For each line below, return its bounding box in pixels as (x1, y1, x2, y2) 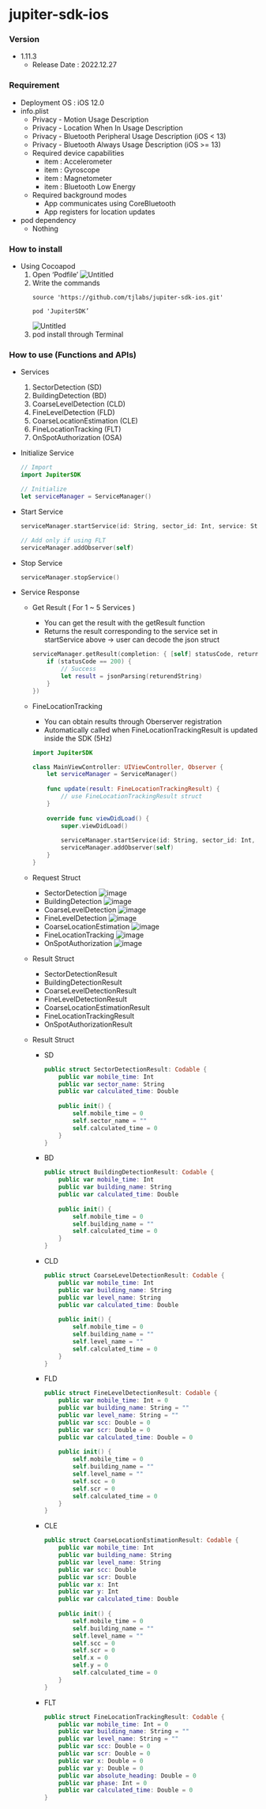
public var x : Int (58, 1581, 119, 1589)
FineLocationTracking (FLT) (32, 424, 122, 434)
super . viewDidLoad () (60, 822, 129, 830)
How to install (9, 243, 62, 254)
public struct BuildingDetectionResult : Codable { (43, 1168, 215, 1177)
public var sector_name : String (58, 1080, 165, 1088)
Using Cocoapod (20, 262, 76, 271)
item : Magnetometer (43, 173, 113, 183)
